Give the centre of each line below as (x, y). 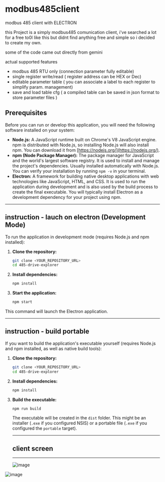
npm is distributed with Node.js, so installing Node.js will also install (80, 145)
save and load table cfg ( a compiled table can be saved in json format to (86, 92)
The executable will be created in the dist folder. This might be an (79, 418)
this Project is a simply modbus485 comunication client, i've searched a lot (81, 32)
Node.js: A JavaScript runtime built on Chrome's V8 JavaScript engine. (84, 139)
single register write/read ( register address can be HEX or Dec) (77, 76)
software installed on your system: (40, 130)
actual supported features (31, 62)
